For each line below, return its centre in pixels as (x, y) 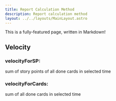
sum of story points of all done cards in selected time (58, 71)
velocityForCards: (27, 84)
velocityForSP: (23, 61)
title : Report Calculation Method (40, 9)
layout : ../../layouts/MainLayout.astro (46, 18)
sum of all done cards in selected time (43, 94)
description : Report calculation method (46, 14)
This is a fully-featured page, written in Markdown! (55, 32)
